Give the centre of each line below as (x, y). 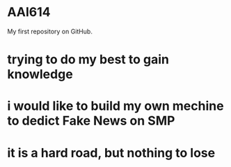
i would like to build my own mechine (115, 106)
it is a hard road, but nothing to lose (111, 153)
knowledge (40, 74)
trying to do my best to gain (88, 59)
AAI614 (29, 12)
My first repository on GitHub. (50, 31)
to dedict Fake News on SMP (91, 121)
